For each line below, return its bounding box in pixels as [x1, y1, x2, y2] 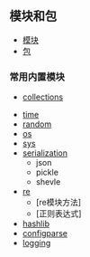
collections [22, 91, 64, 102]
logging [22, 238, 51, 249]
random [22, 119, 52, 129]
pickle [35, 167, 58, 178]
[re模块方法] [35, 197, 82, 208]
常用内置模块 [9, 71, 66, 83]
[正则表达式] [35, 208, 82, 219]
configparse [22, 228, 68, 239]
